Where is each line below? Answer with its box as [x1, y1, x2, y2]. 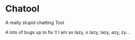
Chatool [5, 3, 40, 14]
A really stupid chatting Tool [5, 19, 64, 25]
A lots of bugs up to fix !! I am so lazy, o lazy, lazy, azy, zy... [5, 29, 130, 35]
